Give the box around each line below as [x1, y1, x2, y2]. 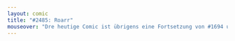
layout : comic [7, 10, 49, 17]
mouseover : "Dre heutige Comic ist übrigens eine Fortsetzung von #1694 [7, 23, 224, 30]
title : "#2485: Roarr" [7, 17, 73, 24]
